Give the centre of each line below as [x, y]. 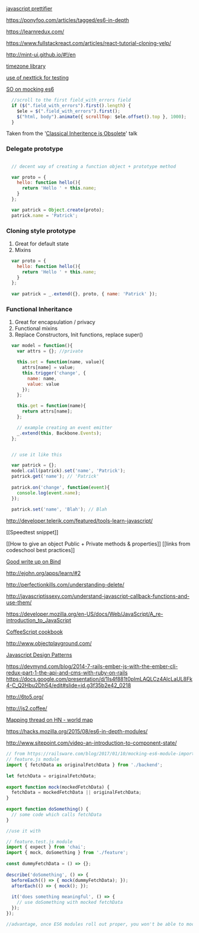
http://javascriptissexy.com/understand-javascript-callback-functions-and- [98, 596]
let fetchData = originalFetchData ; [51, 776]
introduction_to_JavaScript [39, 620]
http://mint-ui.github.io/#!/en [41, 55]
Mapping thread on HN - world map [49, 720]
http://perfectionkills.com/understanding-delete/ [65, 585]
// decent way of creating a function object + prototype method [94, 166]
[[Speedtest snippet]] [32, 532]
